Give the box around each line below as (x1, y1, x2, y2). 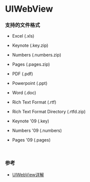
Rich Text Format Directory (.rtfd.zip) (12, 109, 86, 115)
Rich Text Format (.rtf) (12, 99, 57, 105)
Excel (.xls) (12, 33, 35, 39)
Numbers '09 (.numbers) (12, 128, 62, 134)
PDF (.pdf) (12, 71, 33, 77)
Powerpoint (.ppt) (12, 81, 48, 86)
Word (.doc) (12, 90, 36, 96)
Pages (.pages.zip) (12, 61, 50, 67)
